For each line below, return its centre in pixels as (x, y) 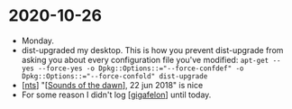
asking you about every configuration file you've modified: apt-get (145, 59)
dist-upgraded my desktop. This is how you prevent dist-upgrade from (152, 50)
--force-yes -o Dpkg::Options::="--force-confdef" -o (141, 68)
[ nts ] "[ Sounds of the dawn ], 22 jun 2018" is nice (112, 85)
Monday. (38, 41)
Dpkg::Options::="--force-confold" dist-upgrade (114, 76)
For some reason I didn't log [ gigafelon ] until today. (116, 95)
